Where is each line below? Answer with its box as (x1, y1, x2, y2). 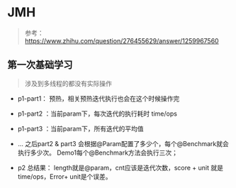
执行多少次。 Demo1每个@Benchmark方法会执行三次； (17, 148, 179, 157)
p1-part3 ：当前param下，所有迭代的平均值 (17, 124, 144, 133)
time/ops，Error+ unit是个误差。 (17, 172, 112, 181)
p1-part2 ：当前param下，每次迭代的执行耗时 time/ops (17, 109, 177, 118)
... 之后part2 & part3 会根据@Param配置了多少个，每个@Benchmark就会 (17, 139, 229, 148)
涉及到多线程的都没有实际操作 (24, 79, 112, 87)
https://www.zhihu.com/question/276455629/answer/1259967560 (24, 36, 219, 45)
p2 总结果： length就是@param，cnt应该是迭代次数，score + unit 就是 (17, 163, 223, 172)
